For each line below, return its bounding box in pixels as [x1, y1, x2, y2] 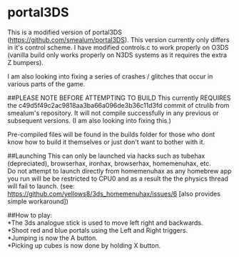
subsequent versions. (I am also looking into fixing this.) [7, 116, 171, 125]
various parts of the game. [7, 79, 86, 88]
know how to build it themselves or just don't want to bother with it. [7, 137, 205, 146]
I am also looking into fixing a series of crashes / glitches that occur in [7, 72, 213, 81]
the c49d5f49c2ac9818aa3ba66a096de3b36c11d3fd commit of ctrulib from [7, 101, 230, 109]
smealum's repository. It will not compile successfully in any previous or [7, 109, 219, 117]
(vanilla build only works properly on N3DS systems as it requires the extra [7, 51, 227, 59]
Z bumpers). [7, 58, 44, 66]
